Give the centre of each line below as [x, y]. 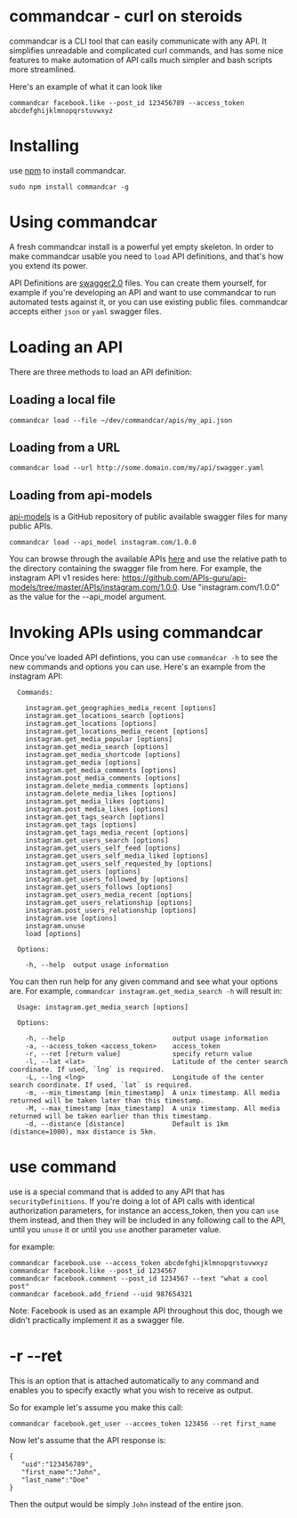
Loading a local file [62, 400]
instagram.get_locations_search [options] [105, 716]
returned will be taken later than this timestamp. [107, 1101]
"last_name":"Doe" [55, 1480]
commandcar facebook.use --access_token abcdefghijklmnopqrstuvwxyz [139, 1264]
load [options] [53, 934]
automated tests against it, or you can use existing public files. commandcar [149, 302]
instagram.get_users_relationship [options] [109, 903]
